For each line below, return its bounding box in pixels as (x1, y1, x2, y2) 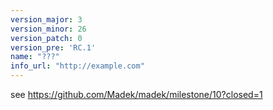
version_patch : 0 (10, 33, 83, 43)
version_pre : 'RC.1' (10, 42, 97, 53)
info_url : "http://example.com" (10, 61, 145, 71)
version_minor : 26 (10, 24, 87, 34)
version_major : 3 (10, 14, 83, 25)
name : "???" (10, 52, 60, 62)
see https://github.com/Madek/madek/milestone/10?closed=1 (10, 89, 263, 100)
